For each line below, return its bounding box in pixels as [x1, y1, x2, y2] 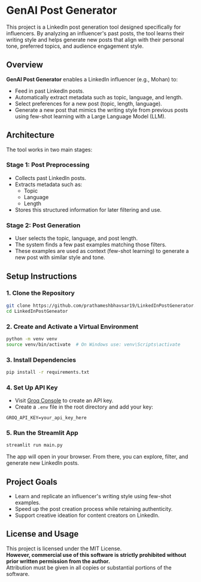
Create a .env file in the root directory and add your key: [14, 403, 154, 410]
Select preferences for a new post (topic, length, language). [14, 100, 163, 107]
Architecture [6, 130, 55, 141]
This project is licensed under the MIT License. [6, 545, 122, 552]
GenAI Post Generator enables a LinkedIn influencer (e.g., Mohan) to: [6, 75, 178, 83]
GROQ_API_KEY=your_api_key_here [6, 415, 87, 421]
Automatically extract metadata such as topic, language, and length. [14, 93, 183, 100]
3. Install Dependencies [6, 355, 77, 364]
